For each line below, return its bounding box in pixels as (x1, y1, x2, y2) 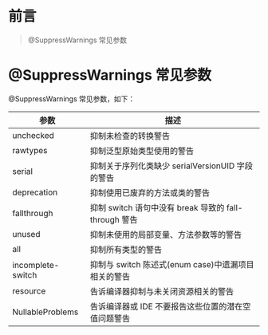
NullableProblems (12, 306, 79, 317)
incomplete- (12, 259, 60, 270)
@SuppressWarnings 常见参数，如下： (8, 93, 136, 104)
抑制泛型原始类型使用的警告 (90, 145, 195, 156)
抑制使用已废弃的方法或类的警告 (90, 187, 211, 198)
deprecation (12, 187, 58, 198)
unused (12, 228, 41, 239)
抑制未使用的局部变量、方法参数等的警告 (90, 229, 242, 240)
